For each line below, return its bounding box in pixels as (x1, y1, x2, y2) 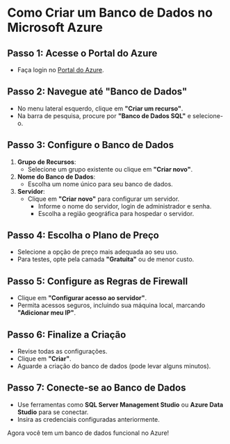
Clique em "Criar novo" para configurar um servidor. (27, 195, 180, 203)
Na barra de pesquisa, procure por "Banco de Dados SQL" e (17, 111, 191, 120)
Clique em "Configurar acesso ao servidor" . (17, 294, 147, 302)
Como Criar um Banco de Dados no (7, 5, 213, 21)
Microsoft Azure (7, 19, 103, 35)
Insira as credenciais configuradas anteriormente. (17, 415, 160, 423)
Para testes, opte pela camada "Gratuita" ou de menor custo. (17, 255, 195, 263)
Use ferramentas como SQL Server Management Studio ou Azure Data (17, 400, 224, 409)
